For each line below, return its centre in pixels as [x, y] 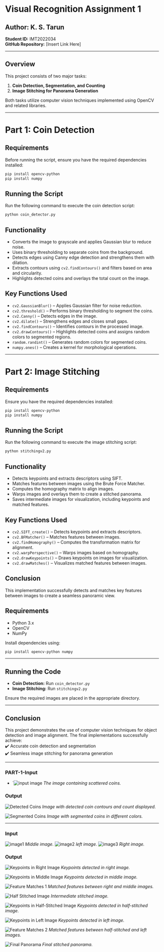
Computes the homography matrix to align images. [63, 489]
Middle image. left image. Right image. [85, 844]
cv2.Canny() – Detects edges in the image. [55, 316]
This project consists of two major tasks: [46, 76]
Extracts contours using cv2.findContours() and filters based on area [82, 268]
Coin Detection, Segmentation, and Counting [59, 85]
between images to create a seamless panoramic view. [60, 596]
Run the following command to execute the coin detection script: [70, 206]
